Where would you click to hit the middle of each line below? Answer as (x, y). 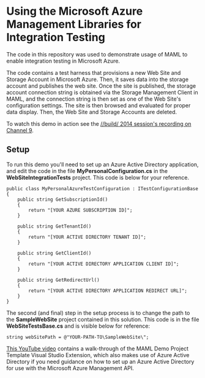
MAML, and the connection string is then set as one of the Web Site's (94, 99)
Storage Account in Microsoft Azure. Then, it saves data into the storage (97, 79)
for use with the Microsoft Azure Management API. (70, 368)
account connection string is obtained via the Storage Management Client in (102, 92)
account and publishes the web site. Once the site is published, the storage (101, 86)
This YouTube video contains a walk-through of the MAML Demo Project (97, 349)
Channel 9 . (20, 130)
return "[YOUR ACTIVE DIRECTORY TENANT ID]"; (88, 237)
